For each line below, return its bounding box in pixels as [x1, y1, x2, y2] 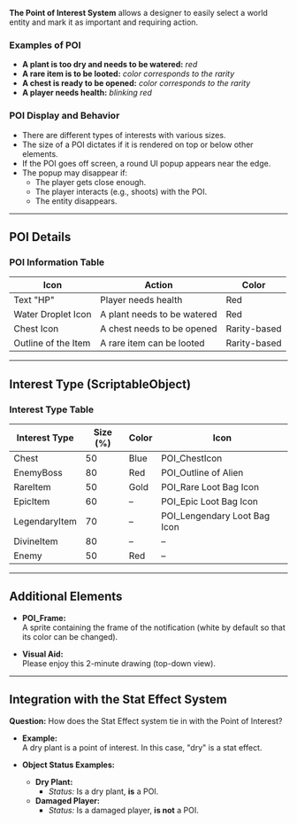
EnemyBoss [13, 466, 64, 478]
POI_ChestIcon [160, 452, 223, 464]
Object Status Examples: [21, 759, 115, 770]
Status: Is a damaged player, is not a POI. [48, 805, 199, 815]
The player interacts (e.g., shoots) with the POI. [34, 186, 208, 197]
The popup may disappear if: [21, 167, 128, 178]
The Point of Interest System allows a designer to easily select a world [9, 8, 268, 18]
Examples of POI [9, 39, 81, 51]
